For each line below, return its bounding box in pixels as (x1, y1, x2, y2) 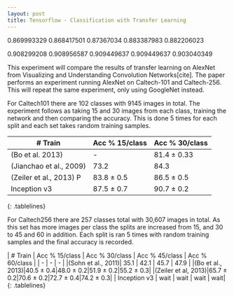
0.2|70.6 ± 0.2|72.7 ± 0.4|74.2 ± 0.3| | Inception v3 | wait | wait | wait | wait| (7, 274, 226, 282)
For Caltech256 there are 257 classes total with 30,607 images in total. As (7, 215, 221, 224)
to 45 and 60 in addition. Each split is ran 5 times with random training (7, 230, 209, 239)
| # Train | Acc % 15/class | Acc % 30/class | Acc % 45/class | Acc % (7, 251, 207, 260)
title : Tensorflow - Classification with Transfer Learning (7, 17, 187, 24)
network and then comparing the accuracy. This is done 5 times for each (7, 113, 217, 122)
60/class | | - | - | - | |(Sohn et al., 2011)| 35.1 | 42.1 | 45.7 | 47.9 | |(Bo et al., (7, 258, 222, 267)
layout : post (7, 10, 46, 17)
